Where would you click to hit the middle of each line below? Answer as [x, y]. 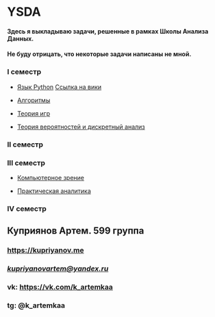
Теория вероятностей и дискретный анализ [81, 127]
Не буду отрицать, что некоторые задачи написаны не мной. [99, 54]
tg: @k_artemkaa [36, 305]
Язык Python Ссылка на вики [59, 87]
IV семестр [27, 208]
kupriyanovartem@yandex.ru [58, 269]
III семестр [26, 163]
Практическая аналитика [54, 191]
